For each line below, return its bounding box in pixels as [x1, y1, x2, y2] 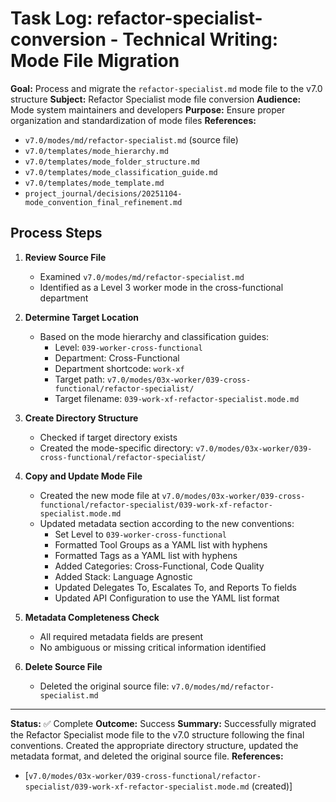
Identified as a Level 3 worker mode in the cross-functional [39, 281, 284, 293]
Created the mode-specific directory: [39, 442, 194, 454]
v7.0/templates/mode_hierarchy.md [24, 146, 169, 156]
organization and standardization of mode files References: [10, 114, 257, 126]
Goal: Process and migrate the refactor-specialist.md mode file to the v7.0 [10, 82, 323, 94]
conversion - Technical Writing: [10, 28, 279, 51]
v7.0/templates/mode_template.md [24, 178, 165, 188]
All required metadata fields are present [39, 630, 204, 642]
